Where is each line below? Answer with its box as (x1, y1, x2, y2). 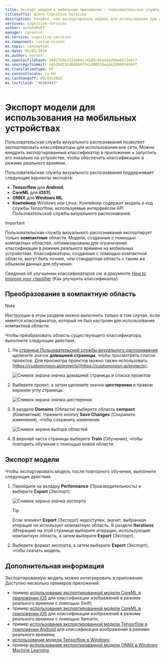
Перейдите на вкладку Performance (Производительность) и (12, 483, 141, 489)
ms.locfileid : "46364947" (5, 80, 58, 85)
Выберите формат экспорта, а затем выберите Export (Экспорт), (12, 542, 149, 548)
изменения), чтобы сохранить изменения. (12, 417, 101, 423)
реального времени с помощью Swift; (12, 600, 92, 606)
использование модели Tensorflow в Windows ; (12, 637, 111, 643)
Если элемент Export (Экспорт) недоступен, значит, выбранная (12, 517, 146, 523)
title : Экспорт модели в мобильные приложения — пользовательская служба (5, 7, 160, 12)
